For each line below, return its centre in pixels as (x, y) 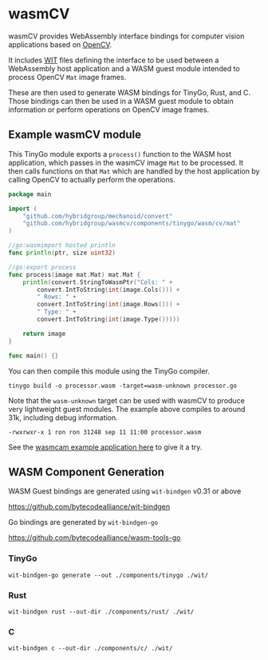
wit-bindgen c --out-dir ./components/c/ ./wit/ (91, 649)
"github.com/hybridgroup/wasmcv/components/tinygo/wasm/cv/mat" (132, 224)
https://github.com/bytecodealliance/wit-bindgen (89, 507)
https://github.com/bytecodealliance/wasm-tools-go (95, 538)
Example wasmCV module (75, 135)
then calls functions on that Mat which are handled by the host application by (134, 171)
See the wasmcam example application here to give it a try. (105, 447)
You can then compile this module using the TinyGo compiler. (109, 371)
